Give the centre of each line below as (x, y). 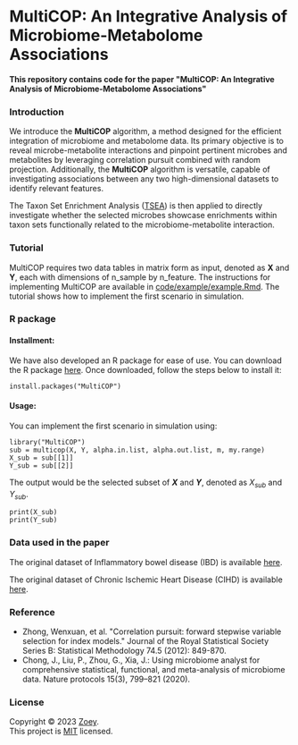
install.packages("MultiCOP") (66, 386)
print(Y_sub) (33, 521)
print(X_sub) (33, 512)
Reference (32, 612)
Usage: (23, 406)
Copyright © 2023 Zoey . (54, 722)
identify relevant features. (57, 189)
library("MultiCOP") (48, 442)
